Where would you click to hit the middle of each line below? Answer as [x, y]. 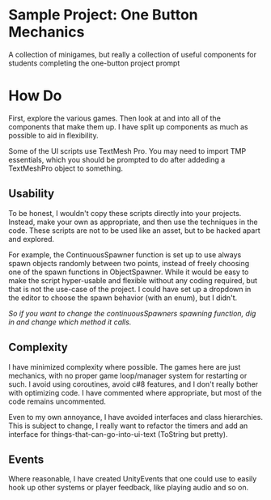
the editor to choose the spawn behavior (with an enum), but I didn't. [123, 298]
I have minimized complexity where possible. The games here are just [125, 367]
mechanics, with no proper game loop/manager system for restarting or [128, 375]
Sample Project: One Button [103, 15]
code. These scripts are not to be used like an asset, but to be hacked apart [134, 230]
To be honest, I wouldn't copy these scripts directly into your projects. [125, 213]
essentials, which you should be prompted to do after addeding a [117, 159]
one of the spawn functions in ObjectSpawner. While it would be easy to [129, 272]
